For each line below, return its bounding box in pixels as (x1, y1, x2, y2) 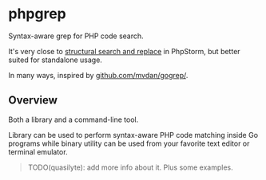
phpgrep (8, 5, 66, 23)
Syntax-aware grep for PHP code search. (8, 31, 144, 41)
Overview (8, 93, 58, 108)
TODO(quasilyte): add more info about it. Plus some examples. (27, 162, 233, 172)
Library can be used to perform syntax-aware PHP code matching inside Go (8, 130, 258, 139)
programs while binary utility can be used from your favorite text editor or (8, 139, 250, 148)
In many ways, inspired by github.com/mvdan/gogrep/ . (8, 70, 189, 80)
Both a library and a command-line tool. (8, 115, 139, 124)
